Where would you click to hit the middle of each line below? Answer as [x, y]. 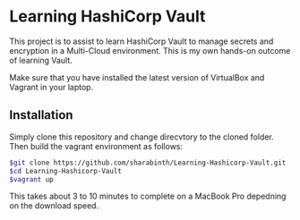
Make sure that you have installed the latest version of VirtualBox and [137, 77]
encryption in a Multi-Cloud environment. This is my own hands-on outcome [150, 50]
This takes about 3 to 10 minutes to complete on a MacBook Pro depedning [148, 196]
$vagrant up [31, 179]
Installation [41, 115]
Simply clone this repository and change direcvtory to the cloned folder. [142, 137]
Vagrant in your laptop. [51, 87]
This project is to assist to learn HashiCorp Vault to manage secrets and [141, 41]
